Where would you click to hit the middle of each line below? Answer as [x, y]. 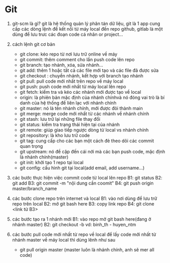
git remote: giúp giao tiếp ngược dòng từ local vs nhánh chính [84, 130]
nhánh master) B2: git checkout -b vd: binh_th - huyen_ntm [74, 224]
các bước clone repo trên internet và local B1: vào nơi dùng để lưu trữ [84, 198]
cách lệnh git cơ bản [34, 44]
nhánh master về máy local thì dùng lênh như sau [64, 240]
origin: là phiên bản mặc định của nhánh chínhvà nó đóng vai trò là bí [92, 97]
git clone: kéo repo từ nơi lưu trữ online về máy [68, 54]
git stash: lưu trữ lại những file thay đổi [60, 119]
